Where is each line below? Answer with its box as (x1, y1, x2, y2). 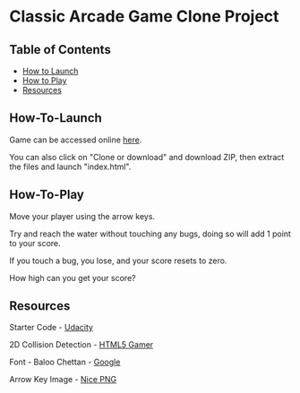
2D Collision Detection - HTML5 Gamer (9, 339, 154, 350)
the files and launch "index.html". (9, 161, 132, 172)
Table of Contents (9, 42, 112, 57)
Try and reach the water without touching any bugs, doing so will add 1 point (9, 228, 291, 239)
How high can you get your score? (9, 272, 136, 283)
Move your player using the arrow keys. (9, 210, 155, 221)
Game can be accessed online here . (9, 134, 142, 145)
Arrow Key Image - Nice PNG (9, 374, 117, 385)
